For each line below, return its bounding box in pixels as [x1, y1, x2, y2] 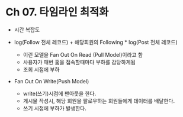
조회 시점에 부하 [23, 66, 60, 73]
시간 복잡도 [14, 26, 40, 33]
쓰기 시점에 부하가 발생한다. [23, 105, 86, 112]
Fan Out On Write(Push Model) [14, 77, 89, 84]
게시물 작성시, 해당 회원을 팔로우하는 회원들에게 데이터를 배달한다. [23, 97, 175, 104]
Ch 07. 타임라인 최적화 [5, 5, 109, 19]
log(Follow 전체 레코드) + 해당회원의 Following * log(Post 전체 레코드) [14, 38, 178, 45]
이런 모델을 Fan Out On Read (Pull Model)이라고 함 [23, 51, 143, 58]
